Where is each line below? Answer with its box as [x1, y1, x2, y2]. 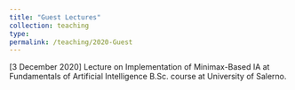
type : [9, 29, 29, 38]
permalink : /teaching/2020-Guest [9, 37, 133, 47]
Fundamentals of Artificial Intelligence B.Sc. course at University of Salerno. [9, 71, 287, 82]
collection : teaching [9, 21, 90, 30]
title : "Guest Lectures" [9, 12, 101, 22]
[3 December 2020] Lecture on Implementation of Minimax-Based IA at [9, 62, 270, 72]
